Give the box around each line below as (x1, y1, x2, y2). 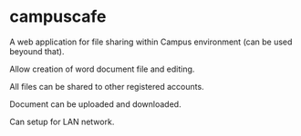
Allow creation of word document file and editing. (9, 63, 195, 74)
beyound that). (9, 45, 65, 56)
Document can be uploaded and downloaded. (9, 98, 182, 110)
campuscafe (9, 6, 107, 27)
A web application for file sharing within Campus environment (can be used (9, 36, 293, 47)
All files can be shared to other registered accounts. (9, 81, 204, 92)
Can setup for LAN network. (9, 116, 115, 127)
